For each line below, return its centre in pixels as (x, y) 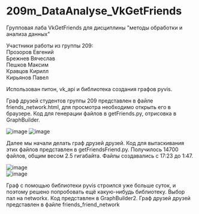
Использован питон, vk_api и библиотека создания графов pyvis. (89, 89)
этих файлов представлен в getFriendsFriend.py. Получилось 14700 (92, 149)
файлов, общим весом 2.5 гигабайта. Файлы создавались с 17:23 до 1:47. (100, 156)
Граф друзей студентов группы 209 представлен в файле (80, 101)
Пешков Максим (28, 65)
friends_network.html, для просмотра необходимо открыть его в (88, 107)
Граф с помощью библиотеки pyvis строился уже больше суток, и (91, 185)
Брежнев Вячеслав (31, 58)
